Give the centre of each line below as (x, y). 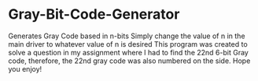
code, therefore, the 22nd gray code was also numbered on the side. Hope (129, 61)
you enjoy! (25, 69)
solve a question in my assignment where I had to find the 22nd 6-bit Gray (129, 52)
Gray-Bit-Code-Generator (94, 14)
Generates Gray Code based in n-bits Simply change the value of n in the (127, 36)
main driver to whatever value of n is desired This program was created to (128, 44)
